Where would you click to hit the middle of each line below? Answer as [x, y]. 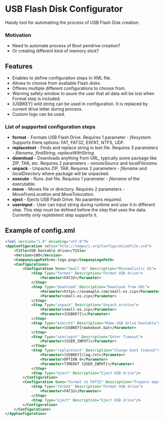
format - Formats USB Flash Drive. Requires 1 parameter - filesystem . [82, 137]
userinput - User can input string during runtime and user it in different [83, 205]
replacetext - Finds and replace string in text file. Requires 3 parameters [85, 148]
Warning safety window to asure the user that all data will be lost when [83, 94]
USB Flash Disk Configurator [64, 9]
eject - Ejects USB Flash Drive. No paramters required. [67, 200]
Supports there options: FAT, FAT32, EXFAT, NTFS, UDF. [68, 143]
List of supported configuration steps [50, 127]
